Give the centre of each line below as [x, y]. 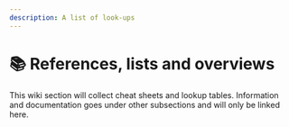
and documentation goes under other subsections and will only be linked [144, 104]
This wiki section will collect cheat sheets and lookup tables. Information [144, 95]
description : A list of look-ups [72, 18]
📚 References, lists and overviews [142, 63]
